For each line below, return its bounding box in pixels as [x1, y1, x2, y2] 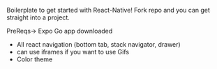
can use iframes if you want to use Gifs [16, 48, 130, 56]
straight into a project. [6, 13, 70, 22]
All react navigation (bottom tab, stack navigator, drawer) [16, 40, 181, 48]
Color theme [16, 55, 53, 63]
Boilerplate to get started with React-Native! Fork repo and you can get [6, 6, 211, 14]
